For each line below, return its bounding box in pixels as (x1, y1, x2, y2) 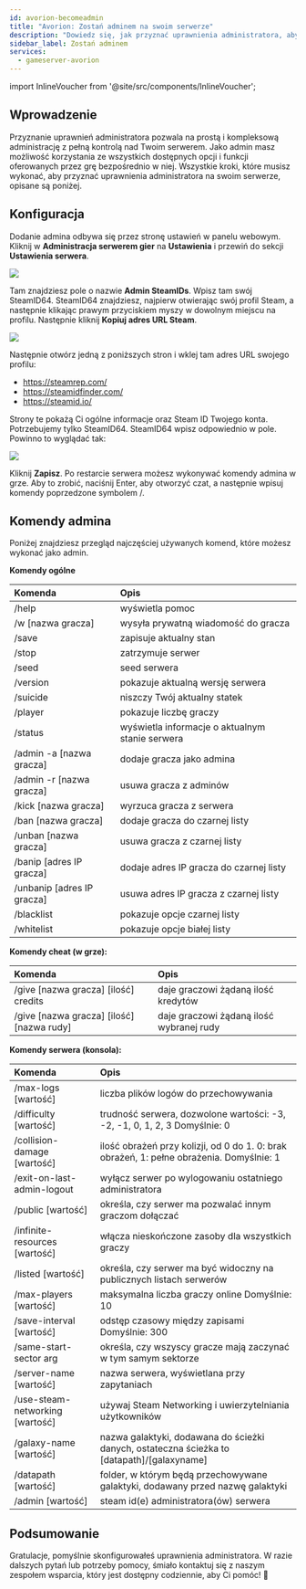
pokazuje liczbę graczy (119, 706, 219, 719)
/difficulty (14, 1108, 56, 1121)
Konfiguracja (9, 206, 85, 222)
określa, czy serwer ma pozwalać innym (99, 1198, 271, 1211)
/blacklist (14, 908, 53, 921)
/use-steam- (14, 1394, 71, 1406)
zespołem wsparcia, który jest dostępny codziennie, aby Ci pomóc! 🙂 (9, 1570, 269, 1581)
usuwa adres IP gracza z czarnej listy (119, 888, 280, 900)
